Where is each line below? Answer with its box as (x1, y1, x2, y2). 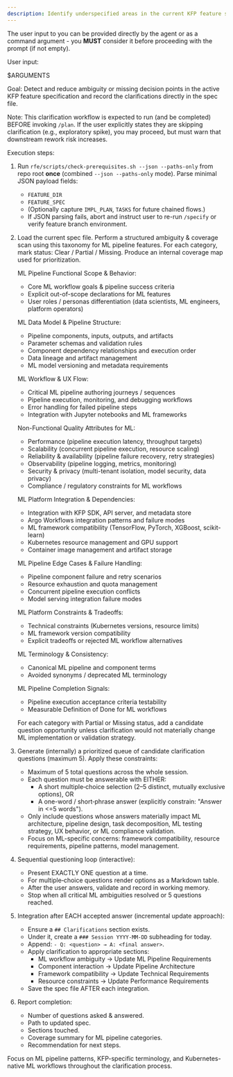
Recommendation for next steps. (27, 1041, 121, 1049)
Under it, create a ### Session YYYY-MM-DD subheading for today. (27, 932, 212, 941)
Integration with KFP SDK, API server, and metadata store (27, 509, 192, 517)
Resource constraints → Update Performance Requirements (37, 977, 209, 985)
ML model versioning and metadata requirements (27, 361, 169, 369)
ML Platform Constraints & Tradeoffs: (17, 608, 123, 616)
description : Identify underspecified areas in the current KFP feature (7, 10, 222, 17)
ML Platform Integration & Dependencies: (17, 495, 135, 503)
